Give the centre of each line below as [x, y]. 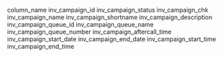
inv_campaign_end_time [40, 46]
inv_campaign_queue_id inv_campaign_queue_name [81, 24]
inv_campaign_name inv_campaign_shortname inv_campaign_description [110, 17]
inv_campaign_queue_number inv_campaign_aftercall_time [89, 32]
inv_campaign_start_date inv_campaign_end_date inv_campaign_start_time [111, 39]
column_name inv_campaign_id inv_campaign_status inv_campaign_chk [108, 10]
